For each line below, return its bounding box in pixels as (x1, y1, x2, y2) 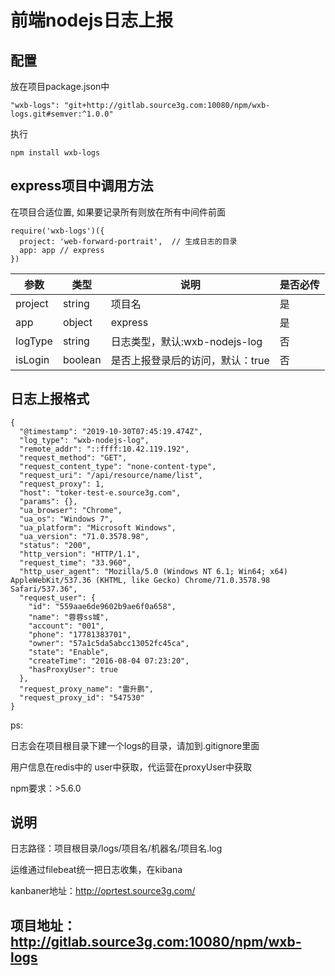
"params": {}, (19, 496, 78, 506)
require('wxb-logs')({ (10, 226, 105, 236)
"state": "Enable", (28, 647, 110, 657)
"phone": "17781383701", (28, 629, 132, 640)
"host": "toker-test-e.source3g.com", (19, 487, 182, 498)
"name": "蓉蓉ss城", (28, 612, 110, 622)
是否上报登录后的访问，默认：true (110, 353, 270, 367)
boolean (62, 352, 102, 366)
